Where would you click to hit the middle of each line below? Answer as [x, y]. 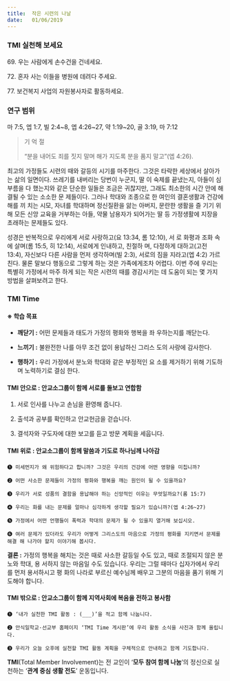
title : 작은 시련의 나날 [39, 13]
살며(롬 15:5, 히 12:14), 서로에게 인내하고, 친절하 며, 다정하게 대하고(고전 [111, 246]
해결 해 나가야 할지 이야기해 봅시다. [52, 541]
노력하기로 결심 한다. [52, 371]
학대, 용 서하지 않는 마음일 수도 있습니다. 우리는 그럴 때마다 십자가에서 [113, 564]
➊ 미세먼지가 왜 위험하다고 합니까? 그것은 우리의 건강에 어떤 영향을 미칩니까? [104, 467]
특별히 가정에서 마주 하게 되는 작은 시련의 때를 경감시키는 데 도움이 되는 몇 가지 [113, 272]
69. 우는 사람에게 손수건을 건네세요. [55, 61]
